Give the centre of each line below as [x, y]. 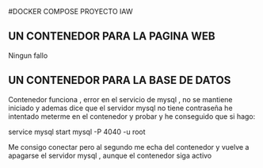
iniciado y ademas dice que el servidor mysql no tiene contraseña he [120, 108]
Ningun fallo [28, 55]
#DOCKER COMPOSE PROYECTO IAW [71, 11]
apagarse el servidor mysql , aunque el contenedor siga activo [110, 155]
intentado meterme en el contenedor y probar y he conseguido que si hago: [132, 116]
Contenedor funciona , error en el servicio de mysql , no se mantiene [120, 99]
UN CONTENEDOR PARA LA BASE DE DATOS [120, 80]
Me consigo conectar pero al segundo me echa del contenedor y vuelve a [129, 147]
